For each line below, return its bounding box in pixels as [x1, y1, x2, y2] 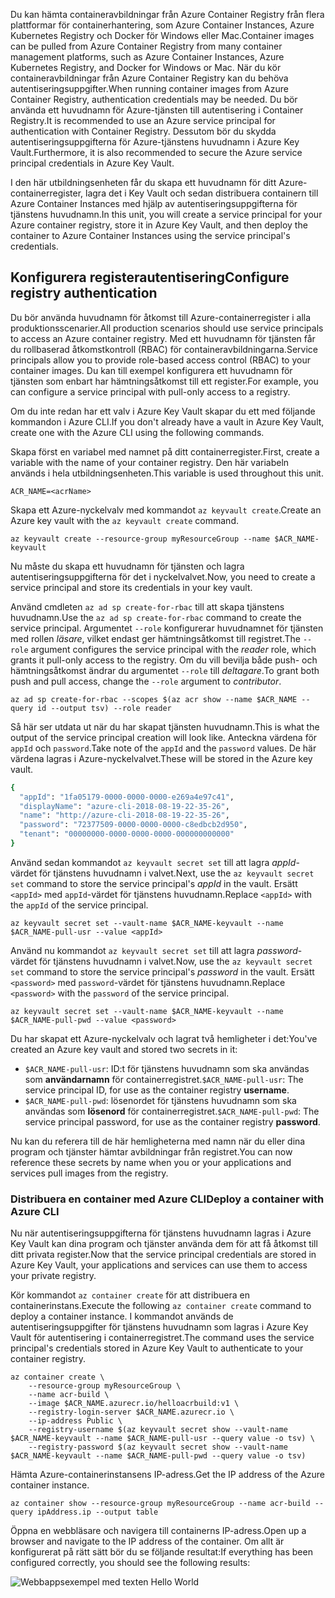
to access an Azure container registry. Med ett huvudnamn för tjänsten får [10, 332, 316, 344]
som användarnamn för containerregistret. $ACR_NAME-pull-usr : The [24, 1073, 304, 1085]
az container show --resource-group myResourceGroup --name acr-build [10, 1499, 311, 1509]
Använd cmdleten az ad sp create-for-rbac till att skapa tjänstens [10, 600, 285, 613]
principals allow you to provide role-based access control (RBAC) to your [10, 354, 311, 366]
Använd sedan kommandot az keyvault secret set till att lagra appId [10, 856, 297, 868]
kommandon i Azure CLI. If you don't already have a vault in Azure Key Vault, [10, 415, 325, 428]
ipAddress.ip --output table [36, 1507, 159, 1518]
